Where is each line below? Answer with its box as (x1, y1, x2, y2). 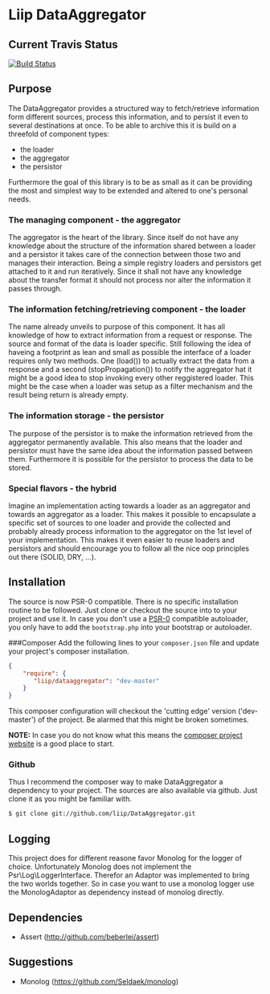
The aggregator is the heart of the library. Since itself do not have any (8, 233, 239, 242)
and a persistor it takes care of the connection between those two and (8, 250, 241, 259)
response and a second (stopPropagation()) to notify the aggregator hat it (8, 365, 252, 374)
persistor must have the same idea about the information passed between (8, 446, 253, 455)
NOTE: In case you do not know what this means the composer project (8, 731, 243, 740)
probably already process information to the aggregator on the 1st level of (8, 527, 252, 536)
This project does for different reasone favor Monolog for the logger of (8, 853, 243, 863)
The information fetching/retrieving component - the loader (8, 303, 247, 315)
